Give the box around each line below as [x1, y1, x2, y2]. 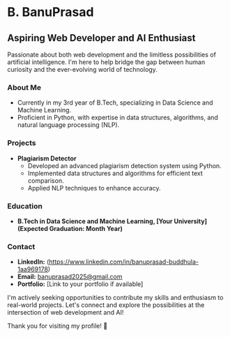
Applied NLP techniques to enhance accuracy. [27, 184, 162, 192]
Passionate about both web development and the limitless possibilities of [7, 50, 216, 59]
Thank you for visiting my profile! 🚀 [7, 322, 108, 330]
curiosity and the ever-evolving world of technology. [7, 66, 158, 73]
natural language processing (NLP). [17, 121, 120, 129]
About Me [7, 82, 42, 92]
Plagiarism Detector [17, 154, 77, 163]
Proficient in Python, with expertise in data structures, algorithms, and [17, 113, 218, 122]
